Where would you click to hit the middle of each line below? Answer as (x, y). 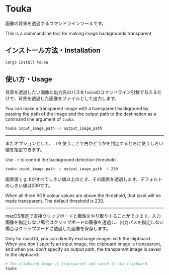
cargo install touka (27, 62)
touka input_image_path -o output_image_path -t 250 (62, 169)
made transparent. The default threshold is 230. (55, 201)
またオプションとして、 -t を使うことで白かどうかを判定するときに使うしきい (84, 143)
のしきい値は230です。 (29, 186)
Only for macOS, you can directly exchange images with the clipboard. (78, 239)
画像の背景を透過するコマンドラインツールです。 (56, 23)
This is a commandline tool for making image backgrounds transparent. (79, 33)
